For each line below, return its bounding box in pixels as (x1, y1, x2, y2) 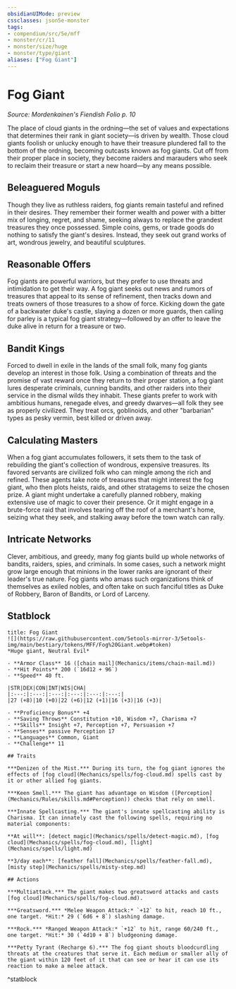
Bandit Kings (7, 342, 65, 354)
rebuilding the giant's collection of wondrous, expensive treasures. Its (7, 460, 210, 469)
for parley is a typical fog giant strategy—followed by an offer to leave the (7, 315, 221, 323)
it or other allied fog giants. (7, 777, 102, 784)
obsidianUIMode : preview (7, 10, 80, 18)
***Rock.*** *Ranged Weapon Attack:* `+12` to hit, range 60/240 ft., (7, 925, 219, 933)
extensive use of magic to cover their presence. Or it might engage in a (7, 498, 213, 506)
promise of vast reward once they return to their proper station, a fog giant (7, 376, 224, 385)
